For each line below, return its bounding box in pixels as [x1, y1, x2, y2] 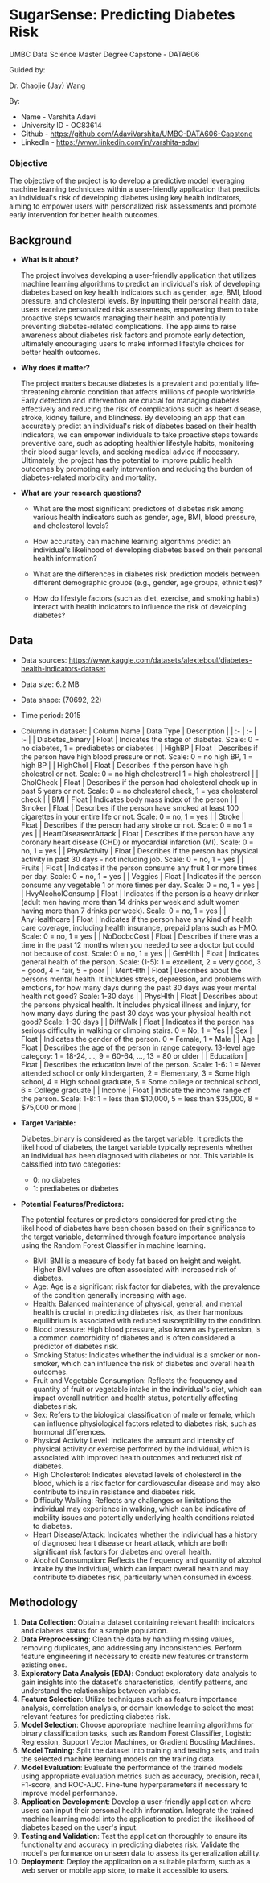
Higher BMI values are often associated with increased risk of [32, 1264, 237, 1274]
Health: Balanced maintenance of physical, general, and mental [32, 1299, 243, 1308]
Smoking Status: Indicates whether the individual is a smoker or [32, 1350, 243, 1360]
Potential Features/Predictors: [20, 1199, 125, 1208]
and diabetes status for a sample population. [20, 1625, 169, 1635]
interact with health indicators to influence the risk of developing [32, 602, 247, 612]
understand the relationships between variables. [20, 1685, 182, 1695]
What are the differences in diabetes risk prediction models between [32, 569, 260, 579]
